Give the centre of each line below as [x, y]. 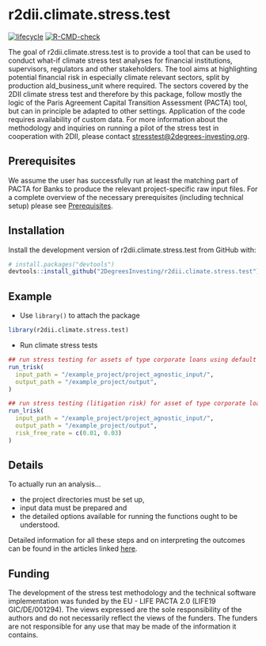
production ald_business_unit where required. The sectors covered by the [129, 86]
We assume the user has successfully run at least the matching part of [123, 180]
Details [26, 465]
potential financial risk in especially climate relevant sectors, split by [119, 77]
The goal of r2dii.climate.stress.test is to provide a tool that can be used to [129, 52]
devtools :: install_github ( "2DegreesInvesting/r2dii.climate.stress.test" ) [134, 271]
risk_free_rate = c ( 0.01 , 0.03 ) [69, 433]
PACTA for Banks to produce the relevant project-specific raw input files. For [133, 189]
